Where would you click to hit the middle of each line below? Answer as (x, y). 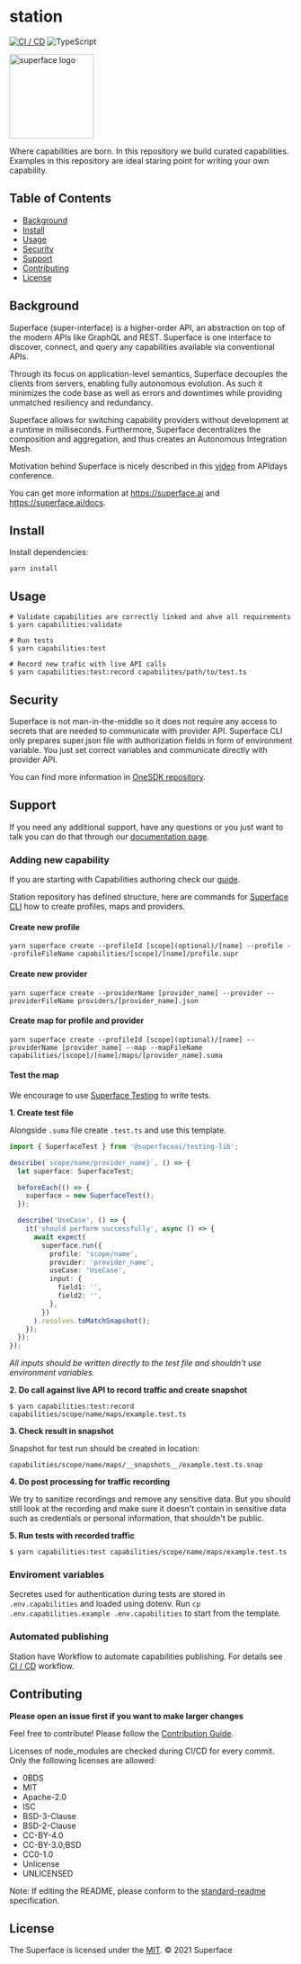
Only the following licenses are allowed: (83, 1760)
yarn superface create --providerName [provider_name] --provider (136, 993)
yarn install (34, 569)
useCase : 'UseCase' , (88, 1270)
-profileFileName (42, 954)
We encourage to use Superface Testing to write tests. (110, 1095)
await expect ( (60, 1237)
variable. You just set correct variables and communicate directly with (138, 750)
